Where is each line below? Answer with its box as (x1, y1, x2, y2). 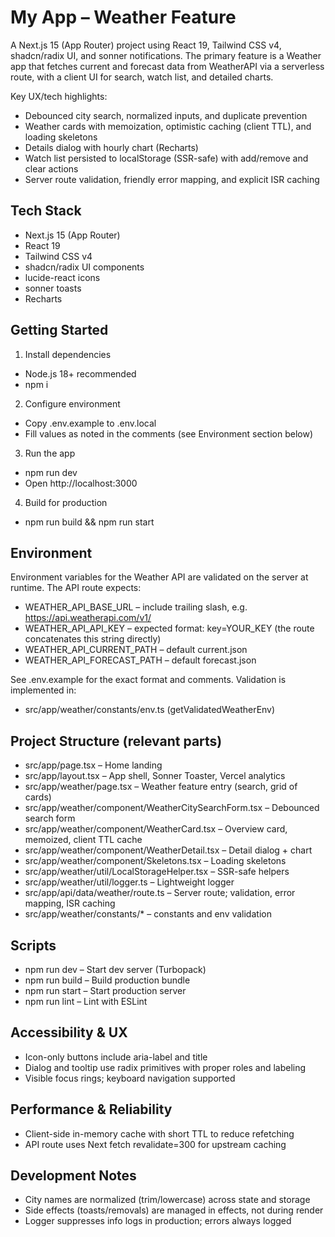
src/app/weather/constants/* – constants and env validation (24, 908, 272, 920)
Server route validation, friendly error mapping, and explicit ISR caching (24, 173, 320, 185)
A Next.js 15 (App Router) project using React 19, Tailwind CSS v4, (10, 39, 282, 51)
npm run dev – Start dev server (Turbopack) (24, 964, 207, 975)
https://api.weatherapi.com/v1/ (24, 612, 152, 624)
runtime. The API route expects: (10, 582, 142, 594)
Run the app (24, 447, 76, 459)
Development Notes (10, 1167, 137, 1185)
